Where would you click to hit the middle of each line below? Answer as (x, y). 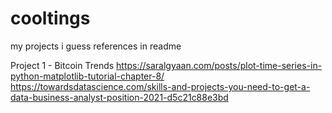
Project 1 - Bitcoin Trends (62, 65)
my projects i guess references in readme (96, 46)
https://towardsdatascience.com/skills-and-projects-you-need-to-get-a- (160, 86)
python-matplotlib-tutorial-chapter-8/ (87, 76)
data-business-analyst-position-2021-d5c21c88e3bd (119, 97)
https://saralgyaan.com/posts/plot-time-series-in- (219, 65)
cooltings (50, 18)
